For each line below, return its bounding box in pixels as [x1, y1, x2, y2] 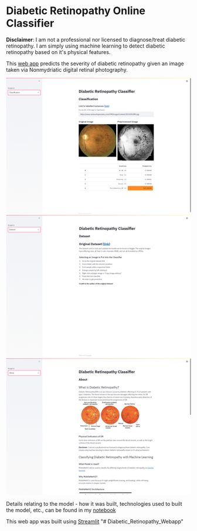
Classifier [6, 16, 55, 30]
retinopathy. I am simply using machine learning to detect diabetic [6, 42, 165, 49]
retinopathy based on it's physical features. [6, 48, 111, 55]
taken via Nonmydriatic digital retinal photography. [6, 66, 128, 73]
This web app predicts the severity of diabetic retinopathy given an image [6, 60, 184, 67]
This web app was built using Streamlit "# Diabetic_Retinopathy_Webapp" [6, 518, 184, 525]
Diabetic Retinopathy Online [6, 4, 145, 18]
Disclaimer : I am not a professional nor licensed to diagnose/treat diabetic [6, 36, 186, 43]
